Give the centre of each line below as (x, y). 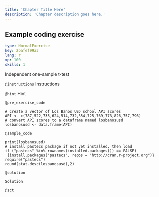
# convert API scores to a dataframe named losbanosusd (64, 120)
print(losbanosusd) (25, 142)
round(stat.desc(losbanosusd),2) (40, 164)
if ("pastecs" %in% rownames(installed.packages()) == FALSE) (71, 151)
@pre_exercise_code (25, 103)
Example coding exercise (45, 35)
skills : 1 (15, 65)
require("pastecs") (25, 159)
